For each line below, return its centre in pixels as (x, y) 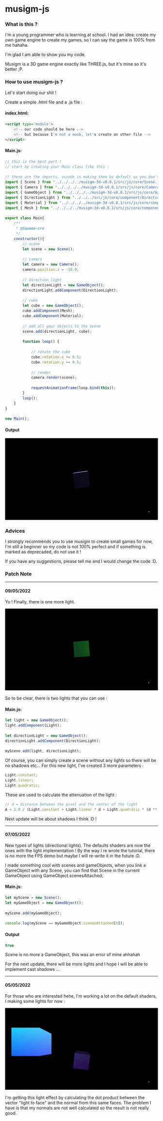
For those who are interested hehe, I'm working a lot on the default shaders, (81, 996)
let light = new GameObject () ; (37, 721)
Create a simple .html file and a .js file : (44, 102)
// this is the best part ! (33, 161)
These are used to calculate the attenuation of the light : (61, 795)
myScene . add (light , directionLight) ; (43, 751)
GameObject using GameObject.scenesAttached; (54, 875)
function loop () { (41, 342)
